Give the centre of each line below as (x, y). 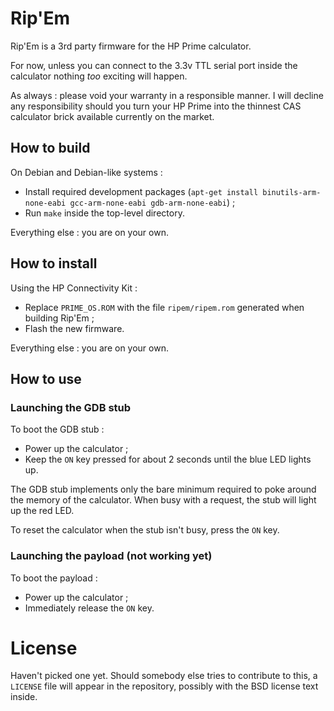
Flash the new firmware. (74, 328)
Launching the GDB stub (71, 407)
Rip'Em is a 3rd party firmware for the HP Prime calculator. (131, 46)
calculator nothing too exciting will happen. (99, 76)
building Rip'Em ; (59, 318)
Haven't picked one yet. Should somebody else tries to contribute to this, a (164, 676)
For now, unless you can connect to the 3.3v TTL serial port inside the (154, 65)
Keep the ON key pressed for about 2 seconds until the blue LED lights (168, 459)
